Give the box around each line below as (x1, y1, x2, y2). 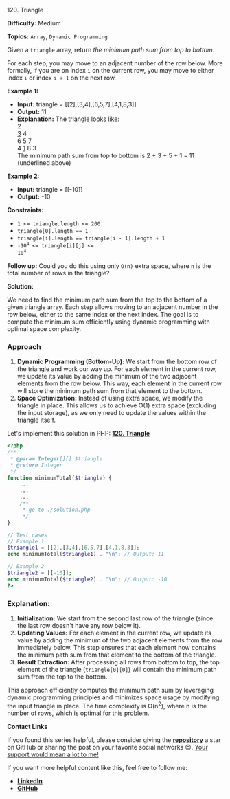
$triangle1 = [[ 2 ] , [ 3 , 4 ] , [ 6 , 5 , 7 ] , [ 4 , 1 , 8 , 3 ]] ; (7, 544, 140, 552)
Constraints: (7, 206, 44, 214)
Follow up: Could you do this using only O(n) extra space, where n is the (7, 261, 211, 270)
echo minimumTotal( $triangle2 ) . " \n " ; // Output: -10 (7, 576, 168, 583)
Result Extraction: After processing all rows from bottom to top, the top (16, 657, 220, 666)
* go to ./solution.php (22, 506, 91, 514)
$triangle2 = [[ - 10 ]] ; (7, 570, 72, 576)
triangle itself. (16, 416, 56, 425)
